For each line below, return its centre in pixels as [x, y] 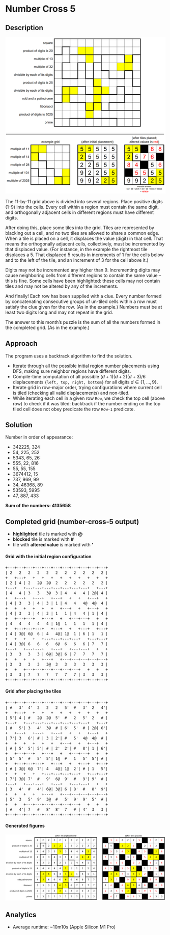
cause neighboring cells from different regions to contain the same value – [83, 275]
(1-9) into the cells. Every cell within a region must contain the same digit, [82, 207]
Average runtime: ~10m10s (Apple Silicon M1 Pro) [64, 927]
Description [24, 28]
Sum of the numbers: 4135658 [38, 506]
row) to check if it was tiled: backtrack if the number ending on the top [87, 403]
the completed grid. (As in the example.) [48, 327]
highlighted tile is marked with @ [48, 534]
